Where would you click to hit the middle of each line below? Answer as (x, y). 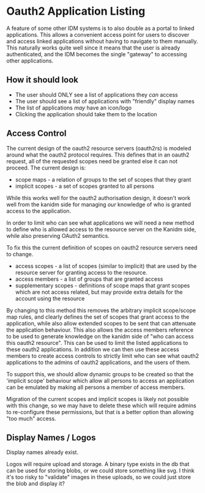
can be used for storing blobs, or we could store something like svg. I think (100, 471)
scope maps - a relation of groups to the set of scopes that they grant (103, 179)
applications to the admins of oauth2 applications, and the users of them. (99, 362)
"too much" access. (31, 418)
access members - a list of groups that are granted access (89, 279)
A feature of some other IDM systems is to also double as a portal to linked (100, 28)
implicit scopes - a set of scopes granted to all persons (85, 186)
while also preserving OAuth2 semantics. (58, 235)
